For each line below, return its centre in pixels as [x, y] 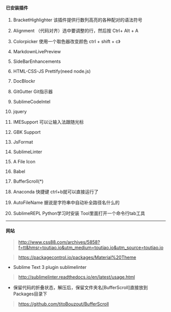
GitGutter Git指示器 [33, 92]
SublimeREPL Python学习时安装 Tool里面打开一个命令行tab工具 [79, 214]
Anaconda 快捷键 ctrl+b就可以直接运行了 [56, 192]
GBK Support [27, 132]
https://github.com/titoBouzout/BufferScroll [63, 304]
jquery [20, 112]
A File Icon [24, 162]
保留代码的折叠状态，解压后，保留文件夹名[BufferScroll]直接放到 [80, 288]
